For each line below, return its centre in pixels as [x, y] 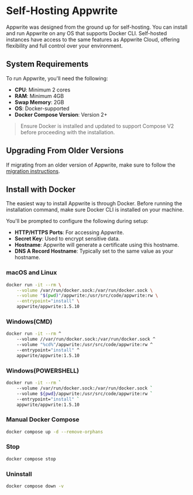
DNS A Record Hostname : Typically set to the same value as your [94, 251]
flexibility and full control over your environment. [64, 46]
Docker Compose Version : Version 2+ [61, 114]
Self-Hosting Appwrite [62, 11]
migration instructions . [33, 171]
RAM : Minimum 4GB [39, 96]
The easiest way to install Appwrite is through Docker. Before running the [94, 204]
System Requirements [47, 64]
